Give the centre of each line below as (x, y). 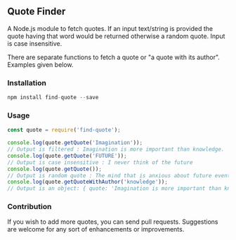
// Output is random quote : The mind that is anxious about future (110, 175)
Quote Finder (37, 12)
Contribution (29, 207)
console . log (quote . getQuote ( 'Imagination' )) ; (75, 143)
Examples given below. (40, 64)
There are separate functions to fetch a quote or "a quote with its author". (113, 57)
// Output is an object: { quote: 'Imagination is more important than (114, 189)
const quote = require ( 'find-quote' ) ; (64, 130)
